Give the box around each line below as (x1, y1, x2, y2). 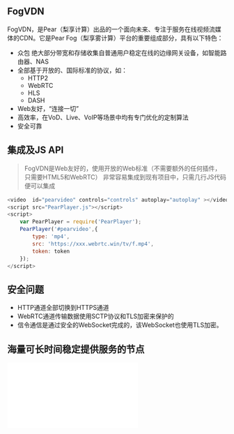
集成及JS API (7, 144, 64, 156)
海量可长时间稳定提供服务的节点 (7, 343, 145, 355)
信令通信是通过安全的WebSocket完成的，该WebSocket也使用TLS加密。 (17, 321, 223, 329)
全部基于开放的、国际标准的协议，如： (17, 66, 127, 74)
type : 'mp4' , (32, 233, 70, 240)
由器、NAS (17, 57, 49, 66)
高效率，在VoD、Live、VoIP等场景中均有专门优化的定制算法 (17, 113, 189, 121)
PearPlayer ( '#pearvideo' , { (19, 226, 98, 233)
